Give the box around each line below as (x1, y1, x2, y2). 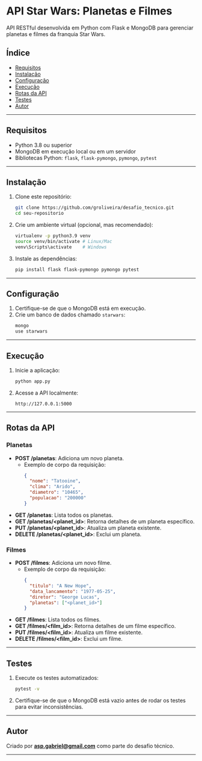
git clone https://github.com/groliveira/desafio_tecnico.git (14, 205, 174, 211)
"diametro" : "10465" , (29, 489, 84, 496)
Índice (6, 48, 30, 58)
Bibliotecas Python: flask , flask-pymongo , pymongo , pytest (14, 154, 158, 161)
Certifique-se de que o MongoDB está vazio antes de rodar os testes (14, 697, 186, 704)
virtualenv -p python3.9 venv (14, 233, 91, 239)
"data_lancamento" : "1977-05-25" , (29, 588, 116, 594)
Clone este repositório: (14, 193, 72, 200)
